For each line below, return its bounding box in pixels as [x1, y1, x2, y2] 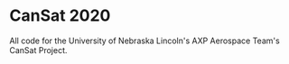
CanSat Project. [9, 44, 68, 55]
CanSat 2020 [9, 5, 111, 26]
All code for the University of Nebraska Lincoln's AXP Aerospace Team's [9, 35, 280, 46]
